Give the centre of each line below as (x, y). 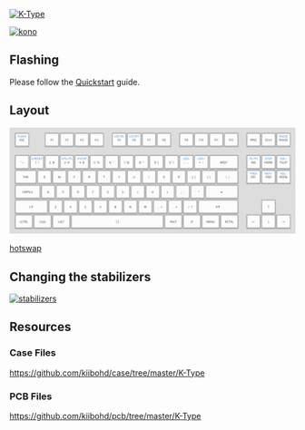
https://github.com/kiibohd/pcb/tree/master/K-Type (105, 415)
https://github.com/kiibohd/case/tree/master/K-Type (107, 373)
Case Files (33, 353)
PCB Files (31, 396)
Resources (40, 327)
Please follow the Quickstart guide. (75, 82)
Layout (30, 110)
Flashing (34, 60)
